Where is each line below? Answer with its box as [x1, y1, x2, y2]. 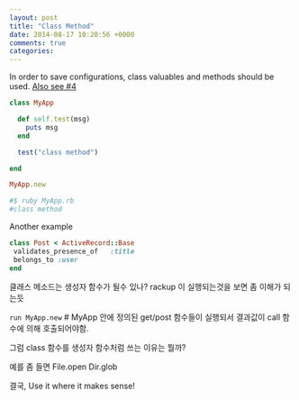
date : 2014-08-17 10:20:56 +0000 [9, 30, 135, 39]
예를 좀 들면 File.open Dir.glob [9, 361, 118, 372]
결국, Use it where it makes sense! [9, 380, 135, 391]
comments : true [9, 38, 67, 48]
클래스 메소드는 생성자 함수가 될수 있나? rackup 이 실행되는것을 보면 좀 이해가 [9, 281, 282, 292]
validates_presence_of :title [13, 247, 135, 256]
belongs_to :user [13, 255, 78, 264]
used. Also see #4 [9, 81, 77, 92]
